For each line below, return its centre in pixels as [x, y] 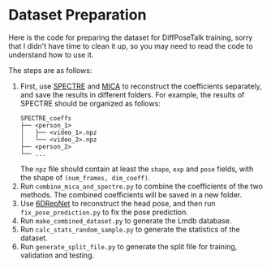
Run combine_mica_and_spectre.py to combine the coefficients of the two [142, 186]
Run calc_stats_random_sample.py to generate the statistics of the [130, 229]
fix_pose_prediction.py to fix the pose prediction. [104, 212]
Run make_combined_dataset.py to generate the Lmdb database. [126, 220]
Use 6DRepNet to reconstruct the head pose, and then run [118, 203]
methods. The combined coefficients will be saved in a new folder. [131, 195]
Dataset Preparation [77, 15]
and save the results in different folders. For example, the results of [132, 94]
